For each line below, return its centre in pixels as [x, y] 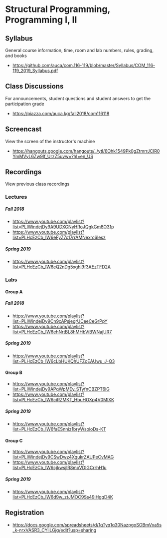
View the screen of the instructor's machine [50, 141]
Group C [14, 440]
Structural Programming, [58, 9]
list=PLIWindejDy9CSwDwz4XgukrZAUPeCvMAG [63, 457]
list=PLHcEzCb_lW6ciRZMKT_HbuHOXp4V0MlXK [63, 399]
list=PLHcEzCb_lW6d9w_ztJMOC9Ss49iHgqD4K [63, 497]
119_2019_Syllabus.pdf [35, 71]
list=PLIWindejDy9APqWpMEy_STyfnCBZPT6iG [61, 389]
